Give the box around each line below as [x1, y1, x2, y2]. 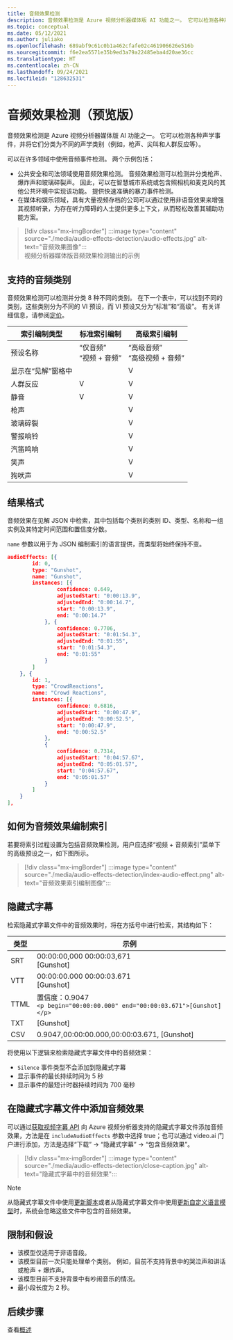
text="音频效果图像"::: [24, 243, 87, 251]
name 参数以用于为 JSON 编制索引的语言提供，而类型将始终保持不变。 [7, 539, 206, 548]
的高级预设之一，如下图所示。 [7, 849, 92, 857]
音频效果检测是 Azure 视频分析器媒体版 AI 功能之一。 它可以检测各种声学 [7, 132, 215, 140]
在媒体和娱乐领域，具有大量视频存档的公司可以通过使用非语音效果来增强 [17, 196, 224, 204]
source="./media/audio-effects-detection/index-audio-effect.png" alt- [24, 870, 225, 878]
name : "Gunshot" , [32, 573, 82, 580]
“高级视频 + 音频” [128, 353, 185, 363]
